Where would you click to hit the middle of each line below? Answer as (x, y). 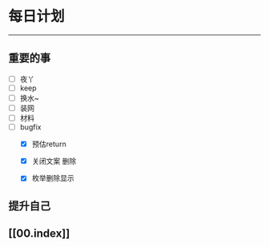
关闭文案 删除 (54, 161)
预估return (49, 144)
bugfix (30, 127)
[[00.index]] (39, 234)
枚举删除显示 (53, 178)
